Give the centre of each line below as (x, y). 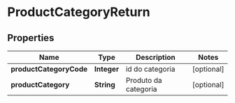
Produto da (144, 80)
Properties (31, 38)
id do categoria (150, 69)
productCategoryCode (49, 69)
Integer (107, 69)
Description (156, 57)
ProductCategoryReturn (79, 12)
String (105, 85)
